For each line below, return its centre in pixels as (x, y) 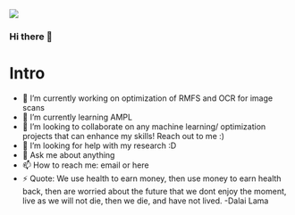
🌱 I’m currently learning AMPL (77, 117)
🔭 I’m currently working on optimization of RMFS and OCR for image (147, 98)
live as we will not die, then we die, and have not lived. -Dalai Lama (145, 201)
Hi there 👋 (31, 37)
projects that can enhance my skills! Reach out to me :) (123, 136)
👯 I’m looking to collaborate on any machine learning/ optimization (144, 126)
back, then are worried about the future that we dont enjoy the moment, (154, 191)
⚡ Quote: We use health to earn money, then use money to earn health (152, 178)
